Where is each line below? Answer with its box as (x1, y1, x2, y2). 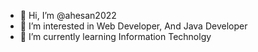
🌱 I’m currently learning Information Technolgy (19, 31, 212, 42)
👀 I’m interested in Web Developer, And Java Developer (19, 20, 248, 32)
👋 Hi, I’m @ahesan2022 (19, 10, 117, 21)
